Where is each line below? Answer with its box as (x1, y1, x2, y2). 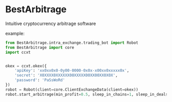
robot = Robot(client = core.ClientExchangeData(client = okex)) (5, 87, 139, 92)
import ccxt (5, 49, 31, 55)
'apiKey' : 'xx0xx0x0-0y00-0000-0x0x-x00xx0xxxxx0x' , (14, 68, 130, 73)
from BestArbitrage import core (5, 45, 74, 50)
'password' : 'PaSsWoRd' (14, 78, 66, 83)
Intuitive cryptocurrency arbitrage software (5, 20, 96, 27)
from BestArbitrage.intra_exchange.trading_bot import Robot (5, 40, 139, 45)
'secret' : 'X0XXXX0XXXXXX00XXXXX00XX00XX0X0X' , (14, 73, 118, 78)
